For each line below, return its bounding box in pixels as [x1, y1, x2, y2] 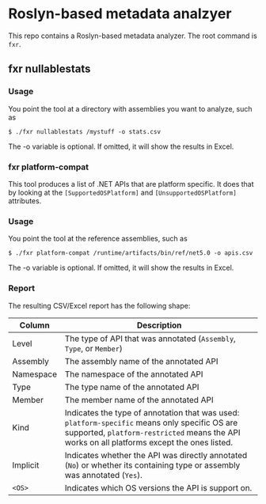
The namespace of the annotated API [64, 369, 203, 380]
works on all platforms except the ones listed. [64, 437, 234, 448]
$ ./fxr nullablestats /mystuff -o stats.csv [8, 127, 161, 135]
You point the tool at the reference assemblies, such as [8, 234, 188, 244]
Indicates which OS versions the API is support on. [64, 482, 253, 493]
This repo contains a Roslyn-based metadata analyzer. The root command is [8, 31, 257, 40]
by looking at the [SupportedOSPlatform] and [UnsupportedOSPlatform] [8, 188, 237, 197]
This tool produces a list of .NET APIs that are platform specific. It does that [8, 179, 255, 188]
